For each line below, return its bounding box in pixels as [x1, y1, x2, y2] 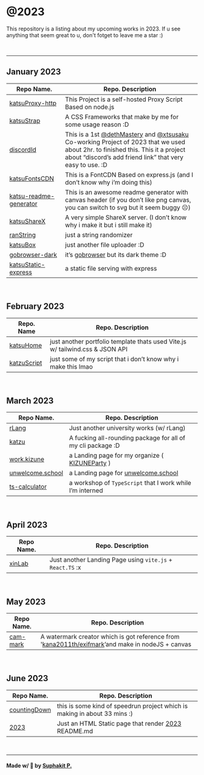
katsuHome [9, 341, 42, 349]
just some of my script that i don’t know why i [49, 355, 179, 363]
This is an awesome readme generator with [64, 188, 188, 196]
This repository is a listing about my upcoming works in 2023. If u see [6, 25, 181, 32]
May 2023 [6, 596, 46, 607]
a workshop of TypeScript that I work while [69, 479, 191, 487]
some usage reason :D [64, 120, 129, 129]
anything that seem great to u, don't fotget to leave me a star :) [6, 31, 163, 38]
